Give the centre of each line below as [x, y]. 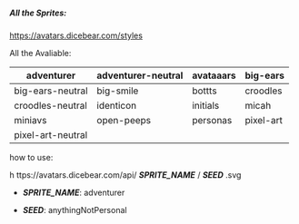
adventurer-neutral [140, 75]
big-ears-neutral [51, 91]
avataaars [214, 75]
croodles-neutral [51, 105]
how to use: [31, 157]
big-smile [118, 91]
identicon [117, 105]
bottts [204, 91]
